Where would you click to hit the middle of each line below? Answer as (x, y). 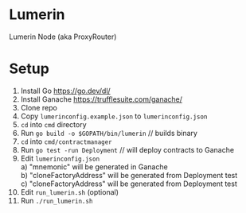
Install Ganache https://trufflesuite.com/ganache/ (101, 99)
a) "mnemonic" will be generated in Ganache (94, 167)
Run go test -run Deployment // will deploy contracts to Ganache (127, 149)
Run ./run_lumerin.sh (57, 200)
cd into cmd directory (53, 124)
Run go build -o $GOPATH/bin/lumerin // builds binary (109, 133)
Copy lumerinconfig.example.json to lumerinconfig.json (114, 116)
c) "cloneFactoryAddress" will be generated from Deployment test (129, 184)
